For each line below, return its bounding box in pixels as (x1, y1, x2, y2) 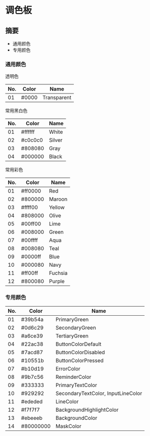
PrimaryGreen (55, 316, 89, 323)
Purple (48, 278, 65, 285)
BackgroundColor (55, 414, 97, 421)
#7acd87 (21, 349, 43, 356)
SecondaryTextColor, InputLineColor (55, 390, 142, 397)
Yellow (48, 204, 65, 211)
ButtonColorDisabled (55, 349, 105, 356)
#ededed (21, 398, 43, 405)
